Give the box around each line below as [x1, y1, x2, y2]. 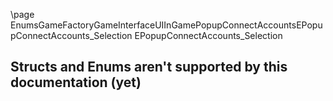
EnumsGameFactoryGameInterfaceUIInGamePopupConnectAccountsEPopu [10, 19, 323, 31]
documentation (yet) [10, 74, 142, 91]
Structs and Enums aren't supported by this [10, 59, 288, 76]
